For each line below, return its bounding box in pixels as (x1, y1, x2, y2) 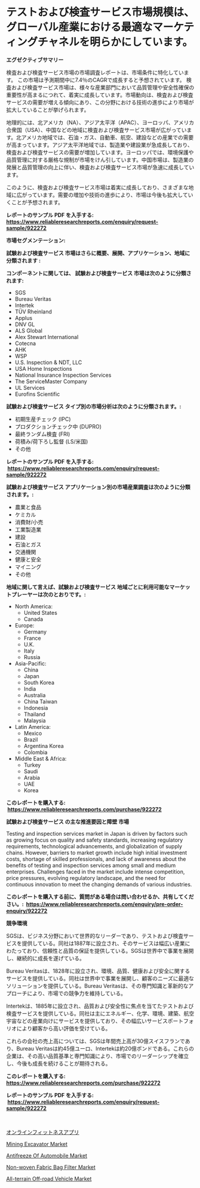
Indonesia (23, 704, 48, 711)
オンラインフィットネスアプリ (6, 1128, 79, 1135)
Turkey (23, 761, 41, 768)
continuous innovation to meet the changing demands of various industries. (6, 881, 192, 888)
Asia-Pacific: (14, 660, 47, 667)
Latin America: (14, 723, 51, 730)
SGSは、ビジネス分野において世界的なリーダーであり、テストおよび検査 (6, 932, 184, 939)
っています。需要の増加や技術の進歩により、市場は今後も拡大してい (26, 191, 193, 198)
